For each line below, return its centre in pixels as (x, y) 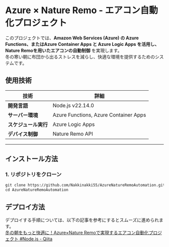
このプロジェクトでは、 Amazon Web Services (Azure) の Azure (72, 38)
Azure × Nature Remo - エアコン (73, 10)
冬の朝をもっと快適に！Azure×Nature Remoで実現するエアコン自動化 (77, 233)
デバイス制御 (23, 134)
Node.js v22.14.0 (73, 105)
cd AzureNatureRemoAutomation (37, 190)
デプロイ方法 (25, 207)
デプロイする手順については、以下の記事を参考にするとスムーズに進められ (82, 220)
